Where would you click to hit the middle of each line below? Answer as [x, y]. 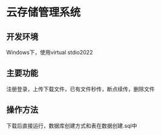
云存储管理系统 [44, 12]
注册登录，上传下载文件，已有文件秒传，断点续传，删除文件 [80, 89]
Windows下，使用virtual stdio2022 [50, 52]
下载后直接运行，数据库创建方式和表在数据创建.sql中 [72, 125]
